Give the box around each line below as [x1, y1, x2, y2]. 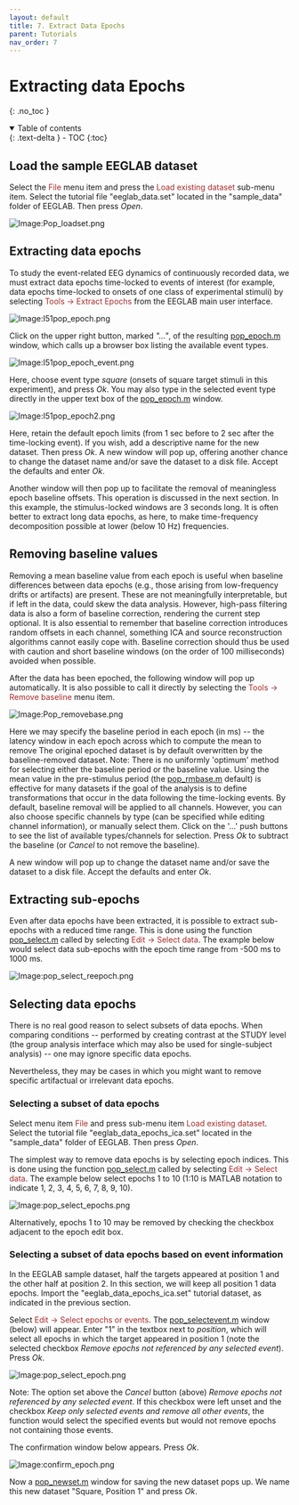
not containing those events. [9, 1424, 114, 1435]
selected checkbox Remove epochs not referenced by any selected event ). [9, 1342, 285, 1354]
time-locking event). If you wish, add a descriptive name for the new [9, 437, 260, 448]
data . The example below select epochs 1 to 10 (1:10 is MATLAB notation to [9, 1173, 283, 1184]
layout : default [9, 12, 69, 22]
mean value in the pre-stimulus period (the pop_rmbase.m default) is [9, 773, 262, 784]
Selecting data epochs [9, 997, 136, 1012]
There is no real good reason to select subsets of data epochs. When [9, 1021, 263, 1031]
